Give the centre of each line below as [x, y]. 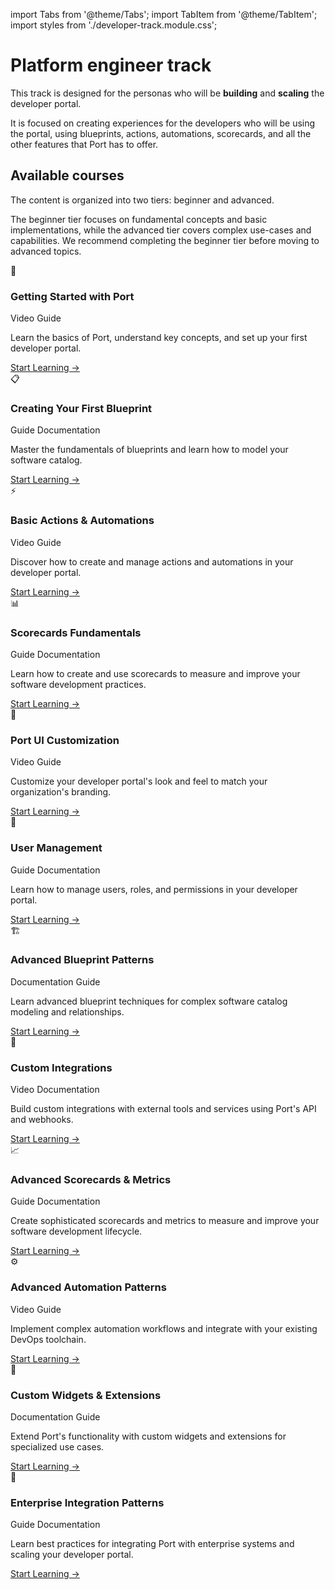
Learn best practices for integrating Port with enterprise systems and [152, 1544]
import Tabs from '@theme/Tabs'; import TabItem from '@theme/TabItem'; [164, 14]
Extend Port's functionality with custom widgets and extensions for [148, 1436]
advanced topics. [46, 251]
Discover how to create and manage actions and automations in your [152, 561]
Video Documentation [55, 1090]
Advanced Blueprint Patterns [82, 960]
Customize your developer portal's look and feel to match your [139, 781]
